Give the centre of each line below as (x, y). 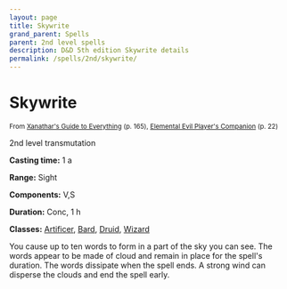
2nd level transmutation (53, 142)
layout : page (33, 17)
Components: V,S (42, 194)
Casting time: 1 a (41, 160)
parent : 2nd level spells (57, 42)
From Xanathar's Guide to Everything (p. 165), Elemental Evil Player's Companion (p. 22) (144, 126)
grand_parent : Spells (49, 34)
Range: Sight (33, 177)
